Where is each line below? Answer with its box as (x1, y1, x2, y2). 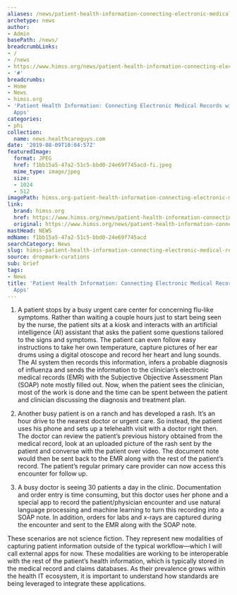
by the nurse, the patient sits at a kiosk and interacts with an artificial (17, 321, 217, 329)
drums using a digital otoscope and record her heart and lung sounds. (17, 350, 221, 359)
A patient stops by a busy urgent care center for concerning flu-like (17, 305, 214, 314)
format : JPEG (13, 155, 52, 163)
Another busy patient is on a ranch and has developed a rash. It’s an (17, 409, 216, 418)
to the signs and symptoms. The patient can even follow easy (17, 336, 196, 344)
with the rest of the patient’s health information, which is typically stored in (7, 557, 224, 565)
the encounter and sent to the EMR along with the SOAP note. (17, 521, 197, 529)
